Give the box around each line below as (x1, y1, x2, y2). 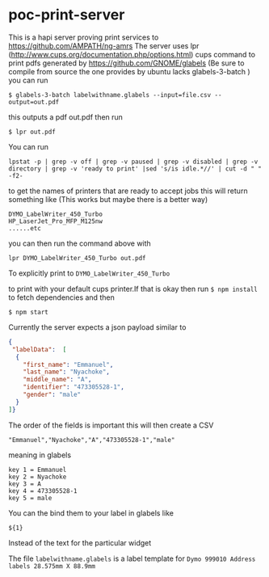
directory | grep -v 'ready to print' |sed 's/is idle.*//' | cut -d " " (8, 164, 263, 173)
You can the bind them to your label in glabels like (8, 508, 174, 518)
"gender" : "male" (23, 390, 82, 399)
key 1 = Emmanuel (8, 465, 67, 474)
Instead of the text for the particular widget (8, 537, 152, 547)
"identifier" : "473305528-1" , (23, 383, 125, 391)
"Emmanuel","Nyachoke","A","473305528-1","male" (8, 436, 175, 444)
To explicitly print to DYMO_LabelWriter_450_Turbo (8, 268, 170, 278)
